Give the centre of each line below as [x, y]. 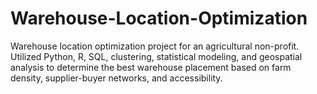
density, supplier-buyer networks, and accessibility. [116, 78]
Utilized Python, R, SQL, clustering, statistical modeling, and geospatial [156, 56]
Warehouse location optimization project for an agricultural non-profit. [155, 46]
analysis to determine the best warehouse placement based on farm [151, 67]
